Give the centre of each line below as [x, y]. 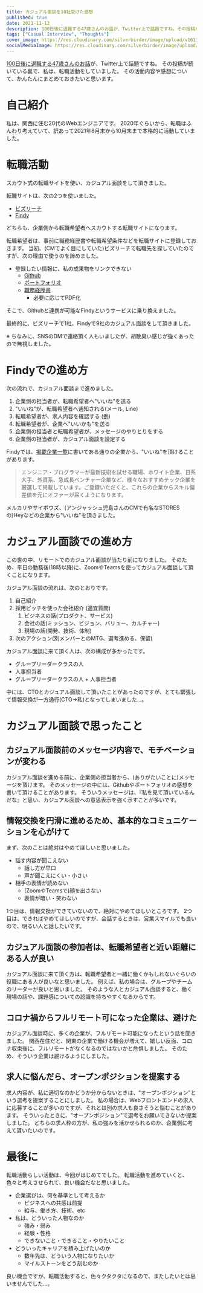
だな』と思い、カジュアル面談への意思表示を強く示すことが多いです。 [93, 800]
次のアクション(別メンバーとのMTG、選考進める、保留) [84, 638]
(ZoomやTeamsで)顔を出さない [63, 891]
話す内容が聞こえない [41, 860]
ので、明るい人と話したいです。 [46, 926]
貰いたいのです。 [37, 1130]
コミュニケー [173, 821]
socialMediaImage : [29, 46]
